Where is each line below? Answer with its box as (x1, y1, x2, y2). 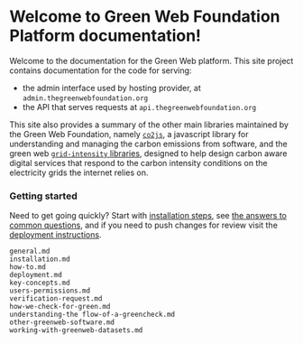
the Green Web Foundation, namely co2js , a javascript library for (9, 128, 250, 139)
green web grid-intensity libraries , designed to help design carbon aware (9, 147, 288, 159)
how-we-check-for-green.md (9, 302, 111, 311)
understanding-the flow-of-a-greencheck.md (9, 310, 176, 320)
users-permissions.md (9, 286, 91, 295)
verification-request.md (9, 294, 103, 303)
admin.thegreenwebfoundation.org (22, 93, 149, 103)
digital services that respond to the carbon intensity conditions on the (9, 157, 268, 168)
